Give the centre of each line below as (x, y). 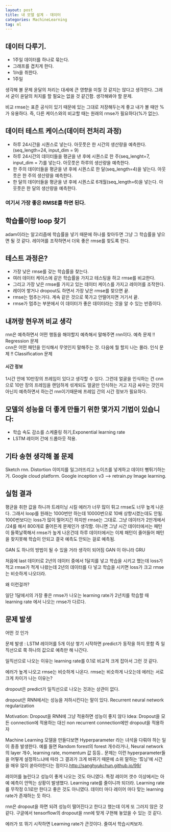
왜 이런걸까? (17, 584)
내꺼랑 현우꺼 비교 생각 (39, 321)
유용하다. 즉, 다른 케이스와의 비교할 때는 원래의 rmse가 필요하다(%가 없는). (85, 114)
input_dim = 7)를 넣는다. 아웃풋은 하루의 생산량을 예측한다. (71, 162)
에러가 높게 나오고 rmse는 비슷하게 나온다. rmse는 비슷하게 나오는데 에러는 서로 (85, 672)
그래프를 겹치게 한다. (33, 66)
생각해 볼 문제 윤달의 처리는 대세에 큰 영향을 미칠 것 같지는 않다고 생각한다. (79, 90)
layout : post (19, 10)
